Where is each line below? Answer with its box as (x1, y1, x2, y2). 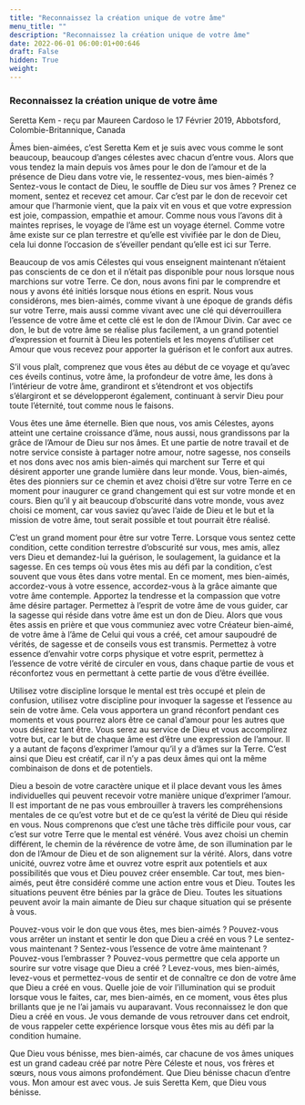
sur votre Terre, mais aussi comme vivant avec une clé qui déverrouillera (9, 305, 282, 316)
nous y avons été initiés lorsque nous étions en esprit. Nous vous (9, 286, 254, 297)
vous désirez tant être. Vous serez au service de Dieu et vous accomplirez (9, 724, 289, 735)
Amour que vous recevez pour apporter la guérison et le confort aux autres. (9, 343, 293, 355)
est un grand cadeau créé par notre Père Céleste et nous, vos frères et (9, 1058, 275, 1069)
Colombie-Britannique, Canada (9, 125, 126, 136)
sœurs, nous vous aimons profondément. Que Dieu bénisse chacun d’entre (9, 1068, 291, 1079)
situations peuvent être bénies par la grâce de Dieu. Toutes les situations (9, 887, 283, 898)
